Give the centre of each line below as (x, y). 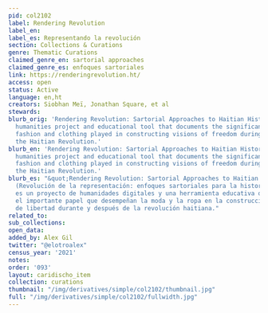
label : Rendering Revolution (57, 23)
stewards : (25, 112)
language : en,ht (35, 97)
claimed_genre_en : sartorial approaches (77, 61)
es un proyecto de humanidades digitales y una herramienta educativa (135, 193)
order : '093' (30, 268)
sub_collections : (37, 223)
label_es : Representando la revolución (75, 38)
